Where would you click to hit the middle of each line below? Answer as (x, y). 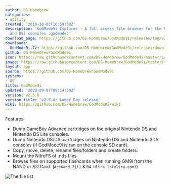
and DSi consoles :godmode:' (40, 34)
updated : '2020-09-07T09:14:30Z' (40, 90)
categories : (18, 15)
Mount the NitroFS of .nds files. (45, 156)
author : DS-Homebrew (27, 10)
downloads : (17, 43)
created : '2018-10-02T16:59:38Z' (40, 24)
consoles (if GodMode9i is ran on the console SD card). (71, 145)
